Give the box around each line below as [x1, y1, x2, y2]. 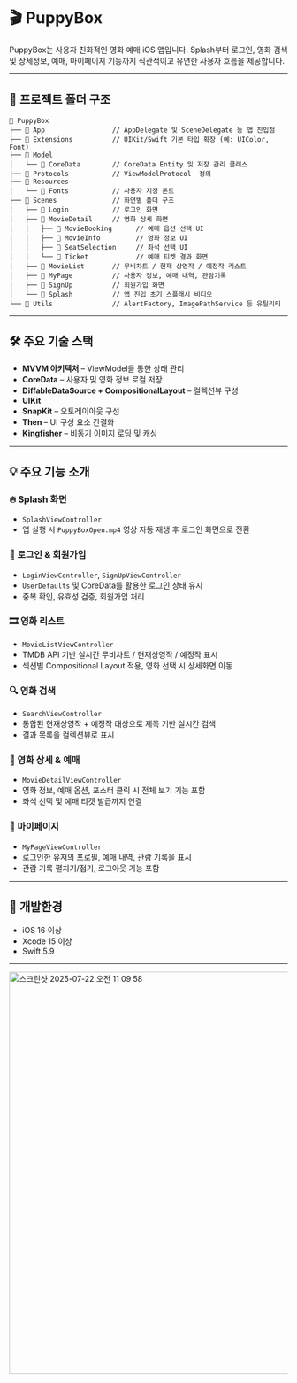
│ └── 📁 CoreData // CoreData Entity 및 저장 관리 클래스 [9, 159, 248, 169]
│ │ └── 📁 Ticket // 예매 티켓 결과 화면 [9, 252, 209, 261]
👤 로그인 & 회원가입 [9, 549, 87, 561]
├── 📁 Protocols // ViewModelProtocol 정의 [9, 169, 212, 178]
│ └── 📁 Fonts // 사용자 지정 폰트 [9, 186, 175, 196]
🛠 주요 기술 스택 [9, 334, 94, 349]
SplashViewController [21, 515, 102, 524]
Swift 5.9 [21, 946, 55, 956]
